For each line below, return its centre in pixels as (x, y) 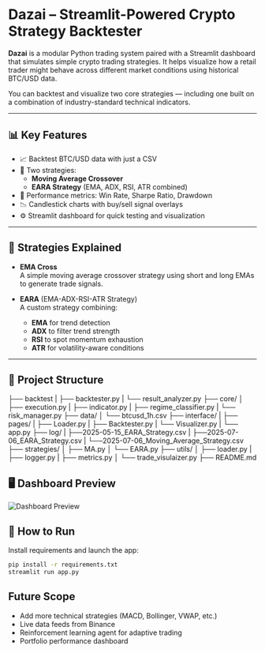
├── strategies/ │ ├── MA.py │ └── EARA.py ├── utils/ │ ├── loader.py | (130, 449)
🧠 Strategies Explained (65, 248)
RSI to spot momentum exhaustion (87, 339)
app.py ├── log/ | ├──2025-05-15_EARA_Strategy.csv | (99, 433)
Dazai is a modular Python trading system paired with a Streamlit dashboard (132, 53)
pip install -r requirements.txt (63, 565)
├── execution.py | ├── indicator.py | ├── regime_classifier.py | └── (122, 407)
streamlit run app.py (44, 572)
